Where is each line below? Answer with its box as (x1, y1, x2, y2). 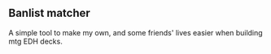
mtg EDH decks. (8, 36, 63, 46)
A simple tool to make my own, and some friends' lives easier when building (8, 27, 263, 37)
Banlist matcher (8, 6, 91, 20)
